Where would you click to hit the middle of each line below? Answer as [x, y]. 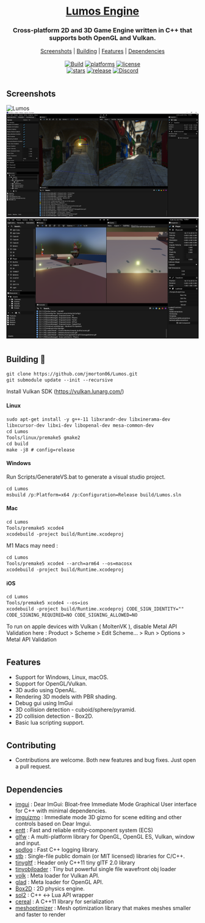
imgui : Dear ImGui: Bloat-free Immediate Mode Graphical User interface [106, 804]
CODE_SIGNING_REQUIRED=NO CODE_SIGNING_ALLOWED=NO [72, 615]
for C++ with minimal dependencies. [61, 811]
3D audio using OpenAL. [46, 690]
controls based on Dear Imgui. [53, 823]
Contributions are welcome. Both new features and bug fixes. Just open [106, 760]
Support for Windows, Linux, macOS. [62, 677]
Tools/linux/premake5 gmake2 [43, 438]
